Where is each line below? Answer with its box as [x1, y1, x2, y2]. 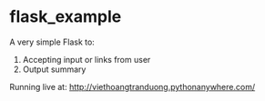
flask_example [9, 6, 122, 27]
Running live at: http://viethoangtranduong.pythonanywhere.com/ [9, 81, 256, 92]
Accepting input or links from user [22, 54, 151, 65]
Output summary [22, 64, 87, 75]
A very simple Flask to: [9, 36, 96, 47]
